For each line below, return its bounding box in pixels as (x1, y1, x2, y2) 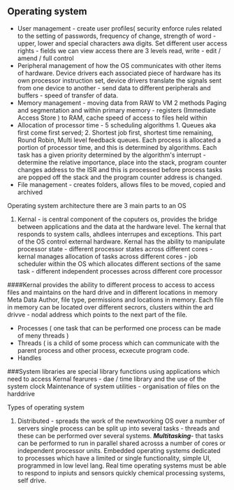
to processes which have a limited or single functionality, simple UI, (17, 454, 212, 462)
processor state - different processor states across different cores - (17, 244, 213, 253)
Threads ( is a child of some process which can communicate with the (17, 339, 220, 347)
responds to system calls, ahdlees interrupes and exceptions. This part (17, 230, 222, 238)
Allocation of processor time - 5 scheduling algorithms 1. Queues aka (17, 120, 217, 129)
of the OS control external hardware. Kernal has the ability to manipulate (17, 237, 226, 246)
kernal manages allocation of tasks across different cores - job (17, 252, 198, 260)
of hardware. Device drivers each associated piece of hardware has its (17, 69, 221, 77)
